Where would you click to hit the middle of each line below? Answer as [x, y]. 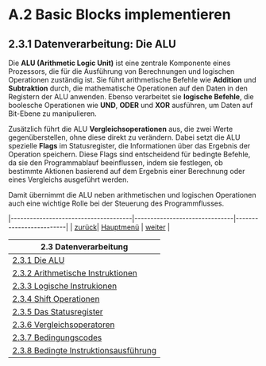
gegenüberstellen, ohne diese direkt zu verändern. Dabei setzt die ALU [124, 137]
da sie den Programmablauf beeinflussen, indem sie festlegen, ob [116, 163]
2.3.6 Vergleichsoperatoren [64, 325]
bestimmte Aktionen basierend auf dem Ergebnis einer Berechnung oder [127, 171]
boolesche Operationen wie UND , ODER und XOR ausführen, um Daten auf [131, 105]
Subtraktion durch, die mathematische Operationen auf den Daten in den [128, 88]
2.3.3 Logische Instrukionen [65, 286]
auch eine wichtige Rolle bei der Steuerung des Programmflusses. [116, 203]
